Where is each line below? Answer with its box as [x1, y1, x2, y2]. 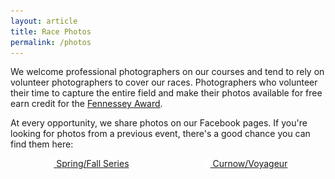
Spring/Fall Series [56, 158, 130, 170]
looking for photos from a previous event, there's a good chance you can [10, 128, 311, 140]
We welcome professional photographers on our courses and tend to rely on [10, 66, 325, 78]
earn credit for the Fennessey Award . [10, 98, 163, 110]
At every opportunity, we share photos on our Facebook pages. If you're [10, 117, 308, 129]
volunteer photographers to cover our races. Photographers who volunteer [10, 76, 318, 89]
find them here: [10, 138, 74, 150]
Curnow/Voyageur [212, 158, 288, 170]
